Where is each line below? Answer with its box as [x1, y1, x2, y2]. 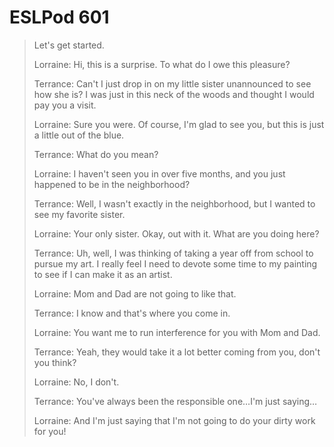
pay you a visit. [33, 99, 97, 111]
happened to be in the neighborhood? [33, 178, 191, 190]
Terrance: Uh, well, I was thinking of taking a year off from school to [33, 247, 314, 259]
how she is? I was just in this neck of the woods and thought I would [33, 88, 315, 100]
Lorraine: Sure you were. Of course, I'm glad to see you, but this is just [33, 118, 325, 130]
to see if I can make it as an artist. [33, 268, 173, 280]
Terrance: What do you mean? [33, 148, 159, 160]
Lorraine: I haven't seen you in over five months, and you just [33, 167, 286, 180]
